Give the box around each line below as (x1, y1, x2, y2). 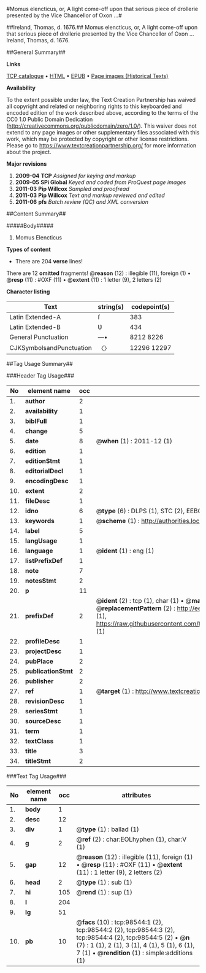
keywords (25, 517, 55, 525)
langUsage (25, 537, 58, 545)
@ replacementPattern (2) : (96, 604, 176, 613)
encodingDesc (25, 477, 69, 485)
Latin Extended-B (9, 323, 61, 331)
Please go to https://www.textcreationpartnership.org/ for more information (6, 142, 197, 149)
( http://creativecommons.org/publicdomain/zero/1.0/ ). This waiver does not (6, 122, 197, 130)
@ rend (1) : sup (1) (76, 888, 133, 896)
